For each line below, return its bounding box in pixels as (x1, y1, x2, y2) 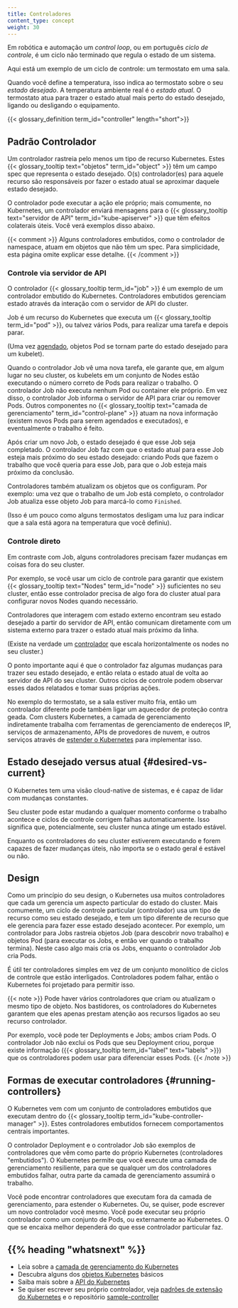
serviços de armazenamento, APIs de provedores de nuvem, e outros (7, 728, 211, 736)
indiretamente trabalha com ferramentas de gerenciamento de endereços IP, (7, 720, 232, 728)
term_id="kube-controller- (126, 1112, 204, 1121)
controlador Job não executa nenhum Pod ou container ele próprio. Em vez (7, 386, 227, 395)
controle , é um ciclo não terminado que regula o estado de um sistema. (7, 51, 216, 59)
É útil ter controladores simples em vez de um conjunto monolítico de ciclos (7, 965, 229, 974)
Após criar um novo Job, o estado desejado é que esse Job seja (7, 438, 196, 446)
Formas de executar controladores (7, 1074, 163, 1086)
